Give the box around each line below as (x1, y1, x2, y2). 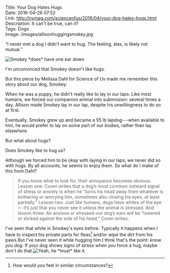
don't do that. (5, 248, 34, 254)
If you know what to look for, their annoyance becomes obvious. (17, 178, 152, 184)
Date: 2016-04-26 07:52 (5, 10, 56, 16)
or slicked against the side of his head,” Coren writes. (17, 215, 130, 221)
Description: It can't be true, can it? (5, 20, 79, 26)
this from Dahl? (5, 168, 37, 174)
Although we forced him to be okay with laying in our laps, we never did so (5, 157, 161, 163)
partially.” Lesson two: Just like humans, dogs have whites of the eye (17, 200, 162, 205)
